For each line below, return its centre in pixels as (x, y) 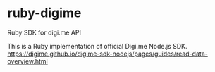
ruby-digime (44, 13)
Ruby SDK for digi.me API (44, 32)
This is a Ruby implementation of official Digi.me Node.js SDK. (98, 46)
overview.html (27, 61)
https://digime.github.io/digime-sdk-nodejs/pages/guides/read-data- (107, 54)
